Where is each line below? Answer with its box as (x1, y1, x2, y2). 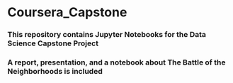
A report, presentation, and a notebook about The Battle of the (7, 57, 226, 67)
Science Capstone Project (7, 38, 99, 48)
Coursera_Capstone (7, 4, 127, 21)
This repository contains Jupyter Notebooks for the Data (7, 30, 207, 40)
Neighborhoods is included (7, 67, 103, 77)
